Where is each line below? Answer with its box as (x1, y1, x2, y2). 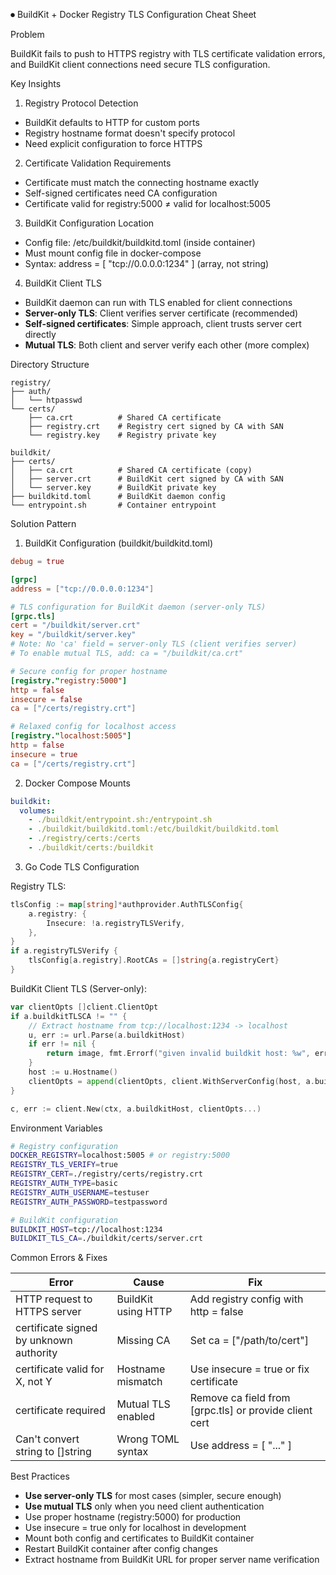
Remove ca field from (189, 1391, 291, 1405)
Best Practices (10, 1470, 70, 1483)
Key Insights (10, 78, 62, 89)
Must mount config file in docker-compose (24, 247, 202, 259)
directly (24, 329, 57, 340)
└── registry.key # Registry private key (28, 430, 217, 440)
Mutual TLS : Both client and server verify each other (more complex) (24, 339, 310, 351)
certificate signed (15, 1321, 98, 1335)
